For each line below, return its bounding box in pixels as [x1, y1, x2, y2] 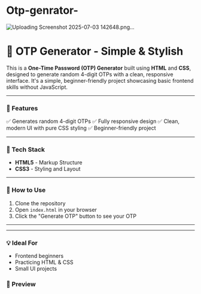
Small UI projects [14, 265, 57, 272]
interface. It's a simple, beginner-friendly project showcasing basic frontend [6, 77, 194, 84]
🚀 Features [6, 104, 38, 112]
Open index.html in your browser [14, 206, 98, 213]
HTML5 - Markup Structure [14, 159, 83, 166]
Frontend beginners [14, 253, 64, 260]
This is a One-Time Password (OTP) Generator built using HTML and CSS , [6, 64, 191, 71]
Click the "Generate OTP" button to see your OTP [14, 212, 136, 220]
